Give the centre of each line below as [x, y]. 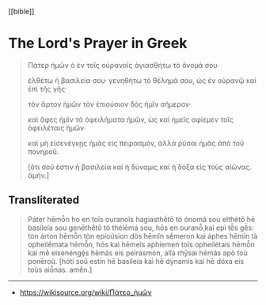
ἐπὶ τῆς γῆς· [47, 88]
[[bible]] [21, 11]
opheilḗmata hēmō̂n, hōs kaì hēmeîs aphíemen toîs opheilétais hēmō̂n [141, 244]
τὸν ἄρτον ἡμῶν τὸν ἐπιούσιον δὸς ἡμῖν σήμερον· [109, 104]
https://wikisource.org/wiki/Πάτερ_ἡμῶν [85, 292]
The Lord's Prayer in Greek [98, 43]
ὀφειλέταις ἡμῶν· [57, 128]
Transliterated [44, 200]
